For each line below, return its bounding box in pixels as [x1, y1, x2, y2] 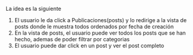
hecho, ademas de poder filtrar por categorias [14, 36, 130, 42]
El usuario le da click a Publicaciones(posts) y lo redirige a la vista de [14, 17, 187, 23]
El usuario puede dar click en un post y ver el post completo [14, 42, 165, 49]
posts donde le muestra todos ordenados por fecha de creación [14, 23, 174, 30]
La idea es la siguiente [5, 5, 62, 12]
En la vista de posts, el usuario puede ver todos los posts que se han [14, 29, 186, 36]
